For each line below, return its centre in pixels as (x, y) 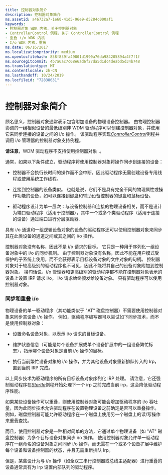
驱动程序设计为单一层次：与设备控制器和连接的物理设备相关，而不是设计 (87, 206)
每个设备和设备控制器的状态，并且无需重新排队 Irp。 (59, 450)
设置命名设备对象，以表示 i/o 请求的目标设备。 (60, 334)
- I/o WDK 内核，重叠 (26, 43)
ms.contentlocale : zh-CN (31, 71)
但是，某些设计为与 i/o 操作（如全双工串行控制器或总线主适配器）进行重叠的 (84, 460)
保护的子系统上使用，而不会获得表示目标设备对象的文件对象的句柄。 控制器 (83, 259)
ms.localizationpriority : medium (40, 52)
